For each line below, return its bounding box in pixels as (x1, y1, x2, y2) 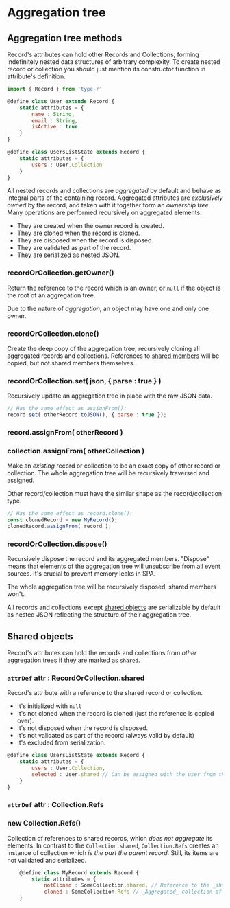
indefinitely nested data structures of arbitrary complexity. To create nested (7, 58, 220, 66)
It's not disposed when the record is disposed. (16, 724, 149, 732)
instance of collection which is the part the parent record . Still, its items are (7, 848, 219, 856)
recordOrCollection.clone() (7, 328, 99, 338)
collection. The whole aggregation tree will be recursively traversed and (7, 469, 210, 477)
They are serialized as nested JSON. (16, 251, 120, 259)
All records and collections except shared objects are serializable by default (7, 603, 221, 612)
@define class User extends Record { (7, 98, 115, 104)
